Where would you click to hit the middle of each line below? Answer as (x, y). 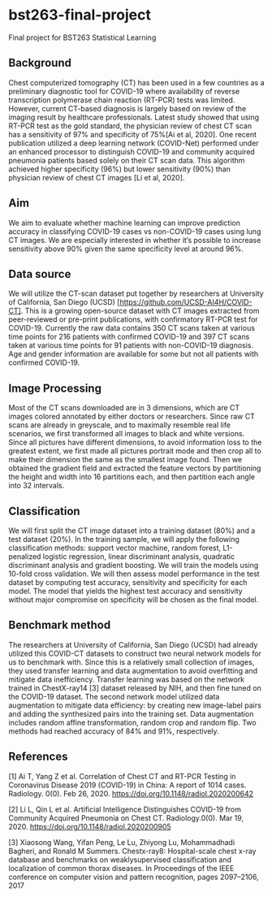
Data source (40, 274)
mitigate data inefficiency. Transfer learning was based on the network (127, 679)
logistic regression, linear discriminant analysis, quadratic (139, 557)
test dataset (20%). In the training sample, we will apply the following (124, 539)
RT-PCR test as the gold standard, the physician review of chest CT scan (130, 126)
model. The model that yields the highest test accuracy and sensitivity (125, 591)
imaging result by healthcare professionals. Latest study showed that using (134, 117)
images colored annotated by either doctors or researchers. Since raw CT (132, 417)
